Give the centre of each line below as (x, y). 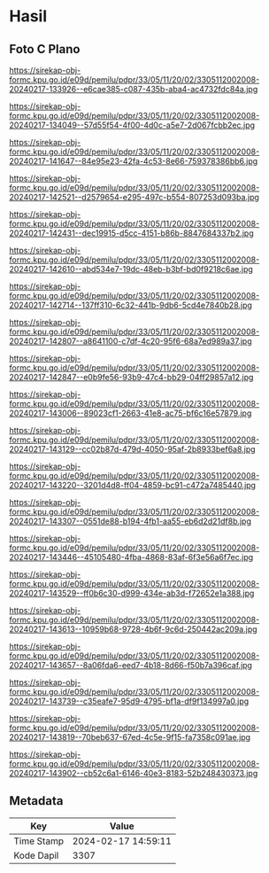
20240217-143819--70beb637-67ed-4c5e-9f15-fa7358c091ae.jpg (130, 737)
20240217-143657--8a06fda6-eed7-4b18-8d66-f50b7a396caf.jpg (131, 665)
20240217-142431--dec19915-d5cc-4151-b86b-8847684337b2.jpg (131, 233)
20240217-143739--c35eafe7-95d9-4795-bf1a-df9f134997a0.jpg (129, 701)
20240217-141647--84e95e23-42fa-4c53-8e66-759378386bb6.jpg (134, 161)
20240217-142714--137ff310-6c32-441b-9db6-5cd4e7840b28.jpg (131, 305)
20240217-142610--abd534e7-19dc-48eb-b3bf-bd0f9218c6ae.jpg (131, 269)
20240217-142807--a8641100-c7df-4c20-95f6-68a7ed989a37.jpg (131, 341)
